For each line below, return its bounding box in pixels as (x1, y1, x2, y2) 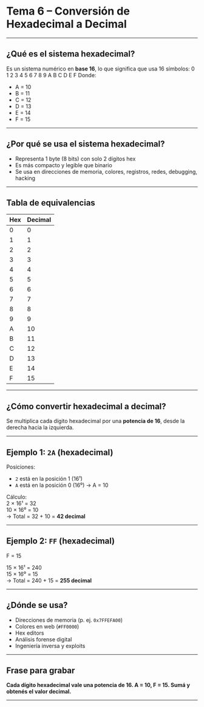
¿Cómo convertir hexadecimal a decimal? (6, 401, 166, 412)
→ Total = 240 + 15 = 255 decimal (6, 576, 92, 584)
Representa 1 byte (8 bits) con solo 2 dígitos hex (15, 155, 136, 162)
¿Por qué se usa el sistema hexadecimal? (6, 139, 165, 150)
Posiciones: (6, 463, 35, 471)
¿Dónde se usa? (6, 600, 68, 610)
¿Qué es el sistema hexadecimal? (6, 49, 135, 59)
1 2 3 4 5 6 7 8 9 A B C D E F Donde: (6, 71, 97, 78)
